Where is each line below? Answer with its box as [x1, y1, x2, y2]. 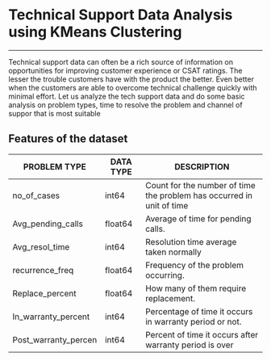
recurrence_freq [12, 264, 74, 275]
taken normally [144, 246, 202, 258]
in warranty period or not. [144, 316, 242, 327]
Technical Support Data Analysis [8, 6, 233, 24]
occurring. [144, 269, 185, 280]
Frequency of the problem [144, 259, 244, 271]
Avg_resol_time [12, 241, 70, 252]
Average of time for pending [144, 212, 252, 224]
